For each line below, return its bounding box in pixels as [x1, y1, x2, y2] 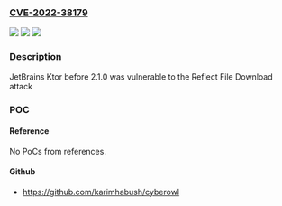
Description [9, 51, 62, 63]
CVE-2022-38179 [9, 6, 88, 19]
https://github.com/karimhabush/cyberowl [22, 186, 180, 197]
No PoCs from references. [9, 145, 106, 156]
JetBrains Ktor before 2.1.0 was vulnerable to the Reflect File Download [9, 70, 273, 82]
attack [9, 80, 33, 91]
